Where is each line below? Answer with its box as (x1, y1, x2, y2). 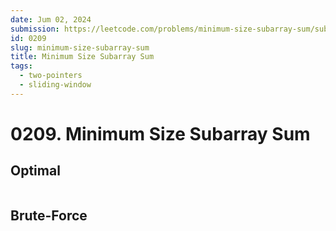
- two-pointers (19, 71, 83, 81)
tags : (10, 61, 33, 71)
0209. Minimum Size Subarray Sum (10, 122, 311, 145)
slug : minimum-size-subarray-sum (10, 42, 150, 53)
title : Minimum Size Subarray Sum (10, 52, 155, 62)
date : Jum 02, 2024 (10, 14, 92, 25)
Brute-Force (10, 207, 88, 225)
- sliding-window (19, 80, 92, 90)
